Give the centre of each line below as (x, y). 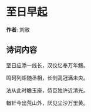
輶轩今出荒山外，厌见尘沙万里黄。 (47, 103)
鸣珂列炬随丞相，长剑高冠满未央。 (47, 78)
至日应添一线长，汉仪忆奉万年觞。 (47, 65)
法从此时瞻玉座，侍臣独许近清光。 (47, 90)
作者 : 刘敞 (18, 29)
